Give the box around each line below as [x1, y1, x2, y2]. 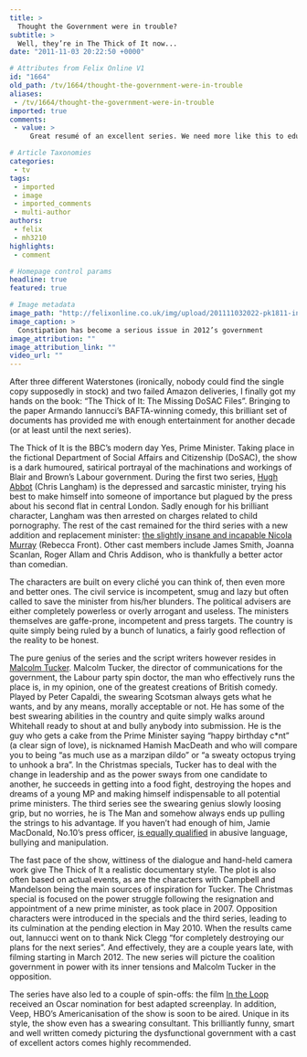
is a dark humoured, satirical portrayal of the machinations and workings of [9, 462, 292, 473]
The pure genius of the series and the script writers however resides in [9, 652, 277, 663]
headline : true [9, 275, 68, 284]
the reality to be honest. [9, 635, 100, 646]
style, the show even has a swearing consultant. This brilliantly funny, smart [9, 1018, 295, 1029]
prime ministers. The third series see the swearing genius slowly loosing [9, 798, 281, 809]
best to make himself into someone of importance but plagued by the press [9, 491, 293, 502]
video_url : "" [9, 351, 64, 361]
